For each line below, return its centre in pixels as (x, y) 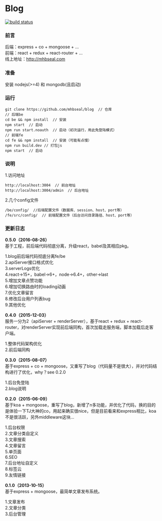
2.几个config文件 (22, 200)
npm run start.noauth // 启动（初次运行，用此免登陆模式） (61, 130)
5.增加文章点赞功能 (24, 281)
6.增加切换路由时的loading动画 (36, 286)
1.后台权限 (15, 427)
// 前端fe (14, 135)
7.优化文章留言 (19, 293)
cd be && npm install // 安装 (36, 119)
